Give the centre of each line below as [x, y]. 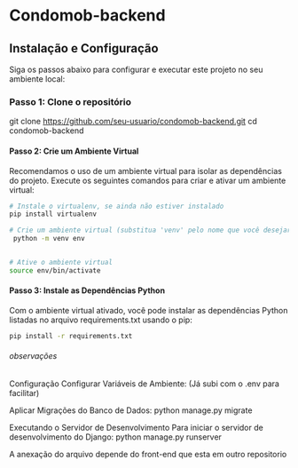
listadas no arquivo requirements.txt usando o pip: [101, 320]
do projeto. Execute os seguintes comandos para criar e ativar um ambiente [148, 180]
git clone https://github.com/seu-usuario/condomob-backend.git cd [133, 122]
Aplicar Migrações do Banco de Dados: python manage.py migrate [131, 410]
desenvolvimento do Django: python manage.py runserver [115, 437]
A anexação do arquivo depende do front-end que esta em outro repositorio [148, 455]
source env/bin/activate [55, 270]
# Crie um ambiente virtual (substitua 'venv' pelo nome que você [134, 230]
